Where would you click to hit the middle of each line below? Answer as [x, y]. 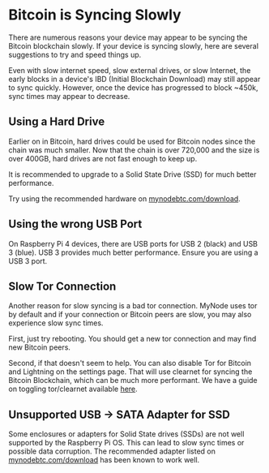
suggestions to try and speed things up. [75, 54]
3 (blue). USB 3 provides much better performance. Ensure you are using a [133, 252]
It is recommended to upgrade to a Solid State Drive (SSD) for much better [132, 174]
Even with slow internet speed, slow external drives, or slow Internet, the [130, 70]
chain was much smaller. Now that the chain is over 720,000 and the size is [134, 150]
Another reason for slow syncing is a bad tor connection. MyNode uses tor [133, 306]
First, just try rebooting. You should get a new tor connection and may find [132, 339]
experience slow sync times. [56, 323]
